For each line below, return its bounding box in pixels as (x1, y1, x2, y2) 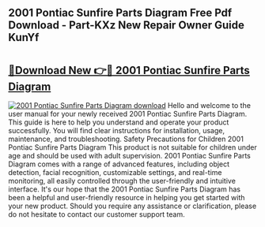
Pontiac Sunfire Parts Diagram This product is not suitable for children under (8, 143, 257, 152)
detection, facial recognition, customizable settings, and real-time (8, 168, 222, 177)
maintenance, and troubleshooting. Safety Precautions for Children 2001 (8, 134, 244, 143)
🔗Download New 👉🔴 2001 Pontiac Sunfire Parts (8, 63, 251, 77)
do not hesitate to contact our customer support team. (8, 210, 185, 219)
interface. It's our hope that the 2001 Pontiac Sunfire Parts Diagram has (8, 184, 241, 194)
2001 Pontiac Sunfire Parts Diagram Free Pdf (8, 6, 233, 20)
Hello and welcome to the (167, 101, 252, 110)
